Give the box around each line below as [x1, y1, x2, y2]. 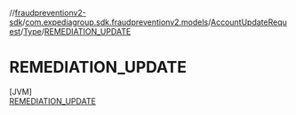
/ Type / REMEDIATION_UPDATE [20, 27, 132, 36]
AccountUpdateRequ [210, 17, 287, 27]
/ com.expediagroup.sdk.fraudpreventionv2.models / [21, 17, 212, 27]
